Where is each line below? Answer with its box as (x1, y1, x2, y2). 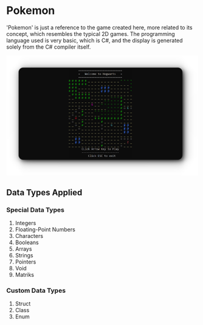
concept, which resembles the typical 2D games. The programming (6, 30, 175, 37)
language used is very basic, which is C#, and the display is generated (6, 37, 184, 44)
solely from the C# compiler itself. (6, 43, 91, 51)
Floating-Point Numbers (15, 226, 76, 233)
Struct (15, 300, 31, 307)
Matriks (15, 271, 35, 278)
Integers (15, 219, 36, 226)
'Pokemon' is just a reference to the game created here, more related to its (6, 24, 193, 31)
